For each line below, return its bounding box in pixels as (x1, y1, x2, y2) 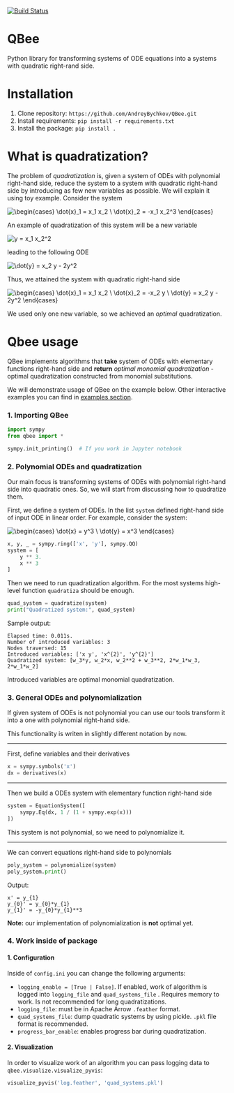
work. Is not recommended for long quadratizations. (17, 997, 167, 1006)
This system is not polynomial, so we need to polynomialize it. (7, 828, 185, 836)
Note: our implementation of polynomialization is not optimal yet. (7, 918, 194, 927)
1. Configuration (7, 953, 55, 962)
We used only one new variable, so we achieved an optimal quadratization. (7, 309, 222, 318)
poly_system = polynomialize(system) (7, 861, 117, 869)
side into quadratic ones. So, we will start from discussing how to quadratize (7, 485, 226, 493)
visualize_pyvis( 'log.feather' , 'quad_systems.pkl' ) (7, 1079, 164, 1086)
